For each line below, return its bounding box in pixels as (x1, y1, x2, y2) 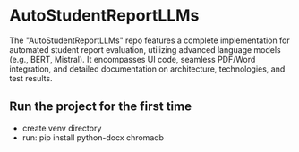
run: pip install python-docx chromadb (21, 131, 164, 143)
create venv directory (21, 122, 102, 133)
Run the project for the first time (9, 99, 192, 114)
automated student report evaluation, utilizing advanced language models (9, 44, 282, 55)
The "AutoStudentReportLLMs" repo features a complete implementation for (9, 35, 290, 46)
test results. (9, 72, 53, 83)
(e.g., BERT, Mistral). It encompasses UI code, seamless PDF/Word (9, 54, 256, 64)
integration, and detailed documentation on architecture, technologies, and (9, 63, 286, 74)
